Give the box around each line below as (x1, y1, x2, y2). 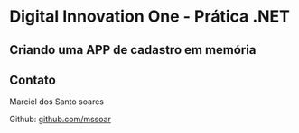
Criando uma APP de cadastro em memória (9, 42, 257, 58)
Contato (9, 72, 56, 87)
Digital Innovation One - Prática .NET (9, 6, 291, 27)
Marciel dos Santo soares (9, 96, 104, 107)
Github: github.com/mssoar (9, 114, 111, 125)
